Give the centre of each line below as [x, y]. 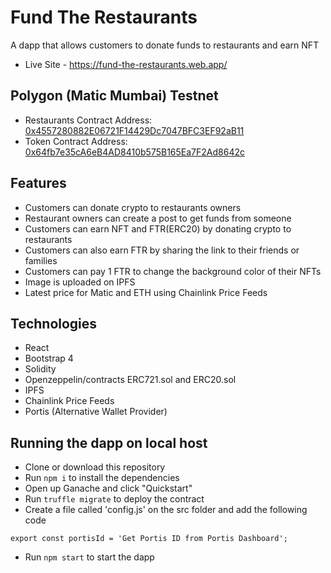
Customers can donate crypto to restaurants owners [133, 207]
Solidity [40, 369]
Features [38, 183]
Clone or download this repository [95, 467]
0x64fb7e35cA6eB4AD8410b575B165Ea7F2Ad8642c [134, 152]
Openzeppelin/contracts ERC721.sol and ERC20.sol [130, 380]
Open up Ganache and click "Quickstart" [108, 488]
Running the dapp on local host [109, 442]
